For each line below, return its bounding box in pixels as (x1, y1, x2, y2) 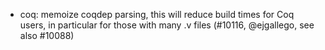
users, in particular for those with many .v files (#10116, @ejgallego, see (19, 19, 315, 31)
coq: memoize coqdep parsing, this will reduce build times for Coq (19, 9, 295, 20)
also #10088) (19, 30, 75, 41)
